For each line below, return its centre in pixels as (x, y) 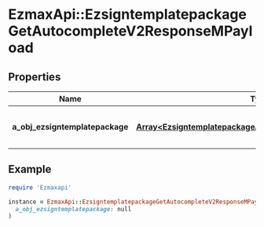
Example (30, 169)
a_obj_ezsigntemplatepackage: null (73, 209)
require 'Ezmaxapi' (40, 187)
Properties (35, 77)
